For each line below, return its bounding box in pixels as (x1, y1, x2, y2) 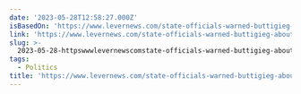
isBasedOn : (9, 21, 50, 30)
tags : (9, 55, 30, 64)
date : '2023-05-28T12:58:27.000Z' (9, 13, 139, 22)
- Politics (17, 64, 58, 73)
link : (9, 30, 30, 38)
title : (9, 72, 34, 81)
